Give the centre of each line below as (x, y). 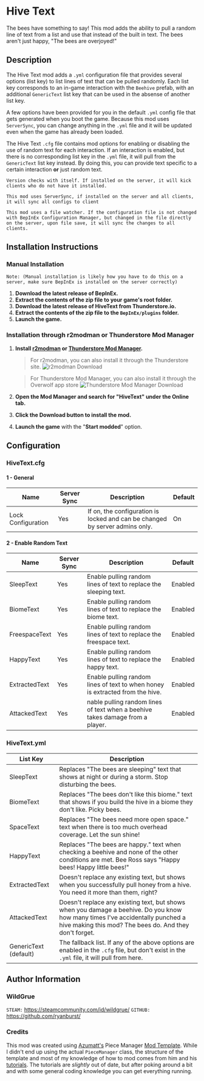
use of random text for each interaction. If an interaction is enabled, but (96, 150)
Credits (17, 1032)
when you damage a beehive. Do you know (121, 910)
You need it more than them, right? (108, 892)
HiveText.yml (26, 743)
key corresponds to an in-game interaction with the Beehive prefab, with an (100, 88)
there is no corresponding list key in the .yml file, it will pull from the (91, 156)
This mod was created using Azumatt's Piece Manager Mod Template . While (102, 1045)
